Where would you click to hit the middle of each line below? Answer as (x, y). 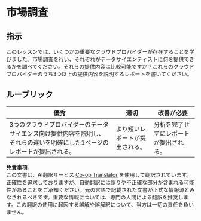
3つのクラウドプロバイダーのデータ (59, 124)
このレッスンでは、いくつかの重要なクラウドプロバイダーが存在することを (98, 52)
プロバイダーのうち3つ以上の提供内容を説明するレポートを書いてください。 (99, 74)
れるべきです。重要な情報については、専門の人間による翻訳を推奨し (100, 197)
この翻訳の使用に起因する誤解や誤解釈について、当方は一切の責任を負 (102, 204)
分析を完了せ (172, 124)
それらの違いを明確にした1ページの (59, 142)
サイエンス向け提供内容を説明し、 (57, 133)
